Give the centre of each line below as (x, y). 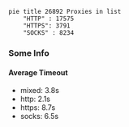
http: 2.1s (35, 99)
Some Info (29, 53)
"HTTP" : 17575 (49, 19)
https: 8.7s (38, 108)
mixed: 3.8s (39, 91)
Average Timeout (38, 72)
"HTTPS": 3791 (47, 26)
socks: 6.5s (39, 116)
